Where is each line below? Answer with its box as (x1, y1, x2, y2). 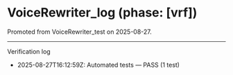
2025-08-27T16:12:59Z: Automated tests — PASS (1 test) (17, 61, 180, 69)
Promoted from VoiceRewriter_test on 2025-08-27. (7, 28, 153, 36)
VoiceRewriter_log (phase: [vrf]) (7, 5, 198, 21)
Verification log (7, 47, 51, 56)
